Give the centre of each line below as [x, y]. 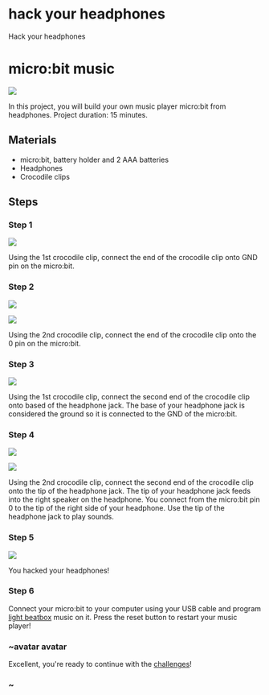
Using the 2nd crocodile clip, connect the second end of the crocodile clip [131, 482]
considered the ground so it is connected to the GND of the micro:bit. [123, 414]
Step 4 [21, 434]
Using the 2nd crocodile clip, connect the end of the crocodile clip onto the [132, 334]
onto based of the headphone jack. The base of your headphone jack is [126, 405]
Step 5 [21, 538]
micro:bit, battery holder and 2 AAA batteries [94, 159]
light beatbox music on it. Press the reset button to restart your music [123, 617]
